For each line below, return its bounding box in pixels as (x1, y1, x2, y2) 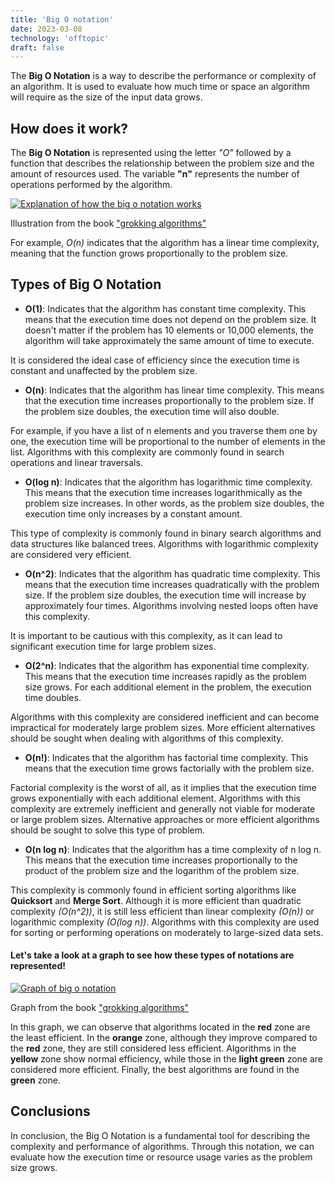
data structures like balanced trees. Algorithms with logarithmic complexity (10, 537, 319, 550)
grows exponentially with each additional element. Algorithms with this (10, 792, 301, 804)
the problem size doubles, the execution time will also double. (24, 405, 280, 417)
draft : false (10, 42, 65, 53)
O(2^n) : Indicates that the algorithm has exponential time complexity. (24, 659, 310, 671)
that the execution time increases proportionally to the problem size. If (24, 394, 315, 406)
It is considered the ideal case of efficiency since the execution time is (10, 354, 300, 366)
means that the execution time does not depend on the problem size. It (24, 313, 317, 325)
